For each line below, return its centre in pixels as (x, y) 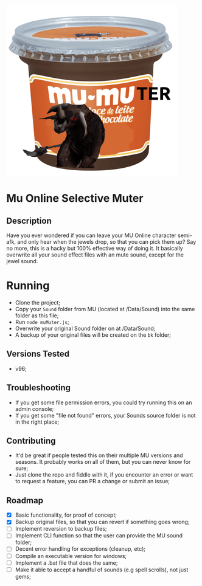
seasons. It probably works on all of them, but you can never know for (103, 462)
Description (29, 221)
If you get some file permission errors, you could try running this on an (103, 402)
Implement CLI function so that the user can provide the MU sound (99, 536)
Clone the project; (38, 302)
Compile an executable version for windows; (71, 556)
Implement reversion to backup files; (61, 529)
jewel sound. (22, 261)
